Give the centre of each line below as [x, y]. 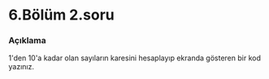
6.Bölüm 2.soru [62, 15]
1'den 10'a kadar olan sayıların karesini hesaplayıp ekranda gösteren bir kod [135, 58]
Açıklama [27, 41]
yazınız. [22, 67]
